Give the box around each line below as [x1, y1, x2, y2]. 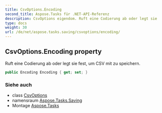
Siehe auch [5, 81, 32, 88]
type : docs [5, 20, 27, 26]
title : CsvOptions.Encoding [5, 7, 62, 12]
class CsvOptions [12, 92, 48, 98]
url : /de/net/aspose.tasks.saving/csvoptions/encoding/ [5, 30, 120, 34]
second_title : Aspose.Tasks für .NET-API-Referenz [5, 12, 110, 16]
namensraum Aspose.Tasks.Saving [12, 97, 82, 103]
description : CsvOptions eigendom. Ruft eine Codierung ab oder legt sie [5, 16, 158, 21]
